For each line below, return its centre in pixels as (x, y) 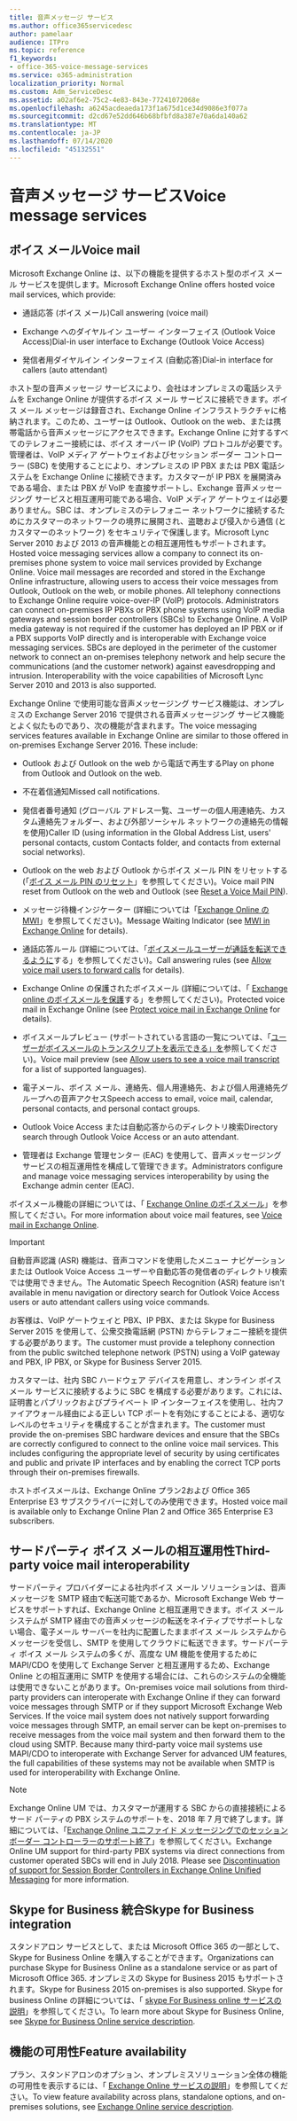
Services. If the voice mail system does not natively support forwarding (139, 1716)
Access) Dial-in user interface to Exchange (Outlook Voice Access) (143, 341)
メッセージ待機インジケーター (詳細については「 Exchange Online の (145, 909)
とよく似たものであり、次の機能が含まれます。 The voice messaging (133, 725)
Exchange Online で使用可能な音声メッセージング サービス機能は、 (132, 703)
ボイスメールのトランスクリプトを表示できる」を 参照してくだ (158, 1048)
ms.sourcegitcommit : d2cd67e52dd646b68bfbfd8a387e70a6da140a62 (129, 116)
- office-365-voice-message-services (79, 67)
